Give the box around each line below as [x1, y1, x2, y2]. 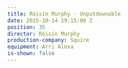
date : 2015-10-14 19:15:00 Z [7, 17, 93, 24]
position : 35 [7, 23, 46, 30]
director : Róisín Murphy [7, 30, 80, 38]
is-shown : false [7, 50, 55, 57]
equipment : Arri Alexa [7, 43, 74, 50]
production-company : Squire [7, 37, 90, 44]
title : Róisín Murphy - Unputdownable [7, 10, 121, 18]
